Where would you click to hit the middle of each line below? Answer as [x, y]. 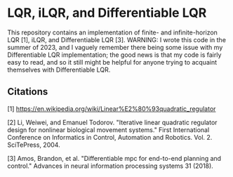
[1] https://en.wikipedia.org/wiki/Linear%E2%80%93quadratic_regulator [112, 109]
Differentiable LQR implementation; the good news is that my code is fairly [114, 55]
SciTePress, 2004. [34, 145]
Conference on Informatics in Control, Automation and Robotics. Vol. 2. [110, 137]
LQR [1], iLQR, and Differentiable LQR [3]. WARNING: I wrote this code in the [117, 39]
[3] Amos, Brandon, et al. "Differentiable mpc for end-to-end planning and [114, 158]
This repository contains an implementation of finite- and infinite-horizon [112, 32]
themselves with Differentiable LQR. [59, 70]
